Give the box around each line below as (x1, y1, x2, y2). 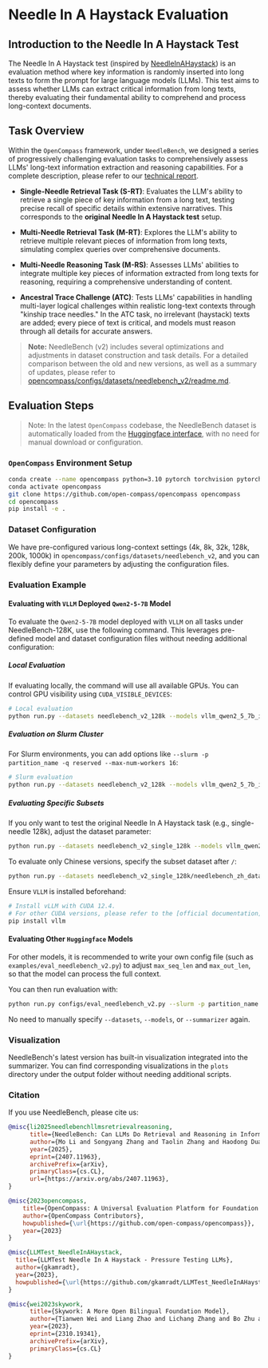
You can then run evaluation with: (8, 984, 118, 994)
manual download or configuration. (27, 437, 144, 447)
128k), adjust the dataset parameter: (32, 827, 152, 836)
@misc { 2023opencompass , (8, 1197, 88, 1205)
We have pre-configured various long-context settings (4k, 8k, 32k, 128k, (8, 542, 250, 552)
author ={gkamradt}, (15, 1263, 81, 1272)
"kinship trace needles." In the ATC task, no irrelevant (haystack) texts (19, 309, 250, 319)
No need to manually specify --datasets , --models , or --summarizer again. (8, 1014, 250, 1024)
